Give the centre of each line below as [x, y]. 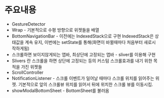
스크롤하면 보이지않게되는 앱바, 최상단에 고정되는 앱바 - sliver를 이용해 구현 [83, 54]
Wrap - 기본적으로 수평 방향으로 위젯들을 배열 [55, 30]
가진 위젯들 [31, 66]
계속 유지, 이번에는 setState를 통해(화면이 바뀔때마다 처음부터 [84, 42]
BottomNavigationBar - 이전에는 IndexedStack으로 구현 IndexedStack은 [83, 36]
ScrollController [27, 72]
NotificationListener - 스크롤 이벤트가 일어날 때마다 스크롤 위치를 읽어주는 [83, 78]
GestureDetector [28, 24]
